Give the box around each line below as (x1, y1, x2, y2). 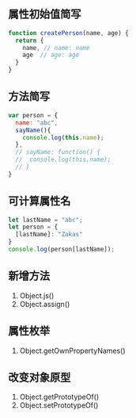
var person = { (8, 111, 59, 119)
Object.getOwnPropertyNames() (19, 346, 126, 355)
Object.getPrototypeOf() (19, 392, 100, 402)
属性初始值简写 (8, 7, 81, 21)
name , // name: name (22, 44, 90, 52)
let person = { (8, 223, 59, 232)
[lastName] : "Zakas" (15, 231, 83, 239)
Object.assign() (19, 299, 70, 309)
